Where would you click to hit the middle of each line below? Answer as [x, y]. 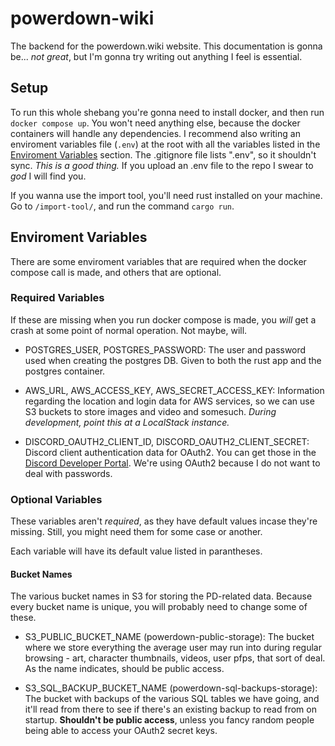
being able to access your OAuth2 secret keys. [121, 731]
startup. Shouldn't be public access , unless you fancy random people [169, 720]
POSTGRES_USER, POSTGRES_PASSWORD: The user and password [165, 349]
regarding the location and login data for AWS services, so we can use [169, 401]
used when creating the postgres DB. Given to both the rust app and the [173, 360]
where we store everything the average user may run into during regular [173, 648]
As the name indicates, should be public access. [124, 669]
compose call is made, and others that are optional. [116, 272]
